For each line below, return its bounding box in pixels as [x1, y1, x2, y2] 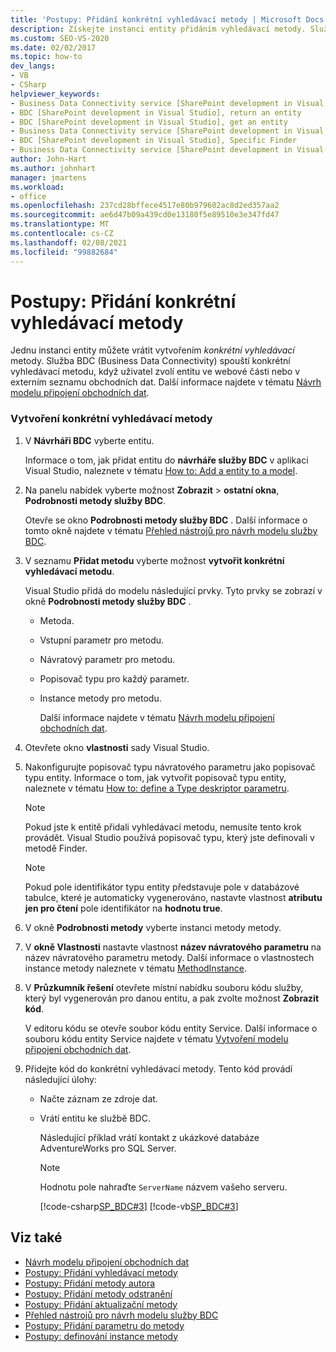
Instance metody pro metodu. [39, 692, 162, 704]
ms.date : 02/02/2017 [10, 42, 97, 53]
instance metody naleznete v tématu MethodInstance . [24, 962, 248, 974]
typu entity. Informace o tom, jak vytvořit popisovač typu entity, [24, 771, 287, 783]
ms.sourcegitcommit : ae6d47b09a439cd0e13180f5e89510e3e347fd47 [10, 210, 280, 220]
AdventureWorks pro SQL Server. [39, 1142, 177, 1154]
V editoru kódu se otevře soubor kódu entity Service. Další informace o [24, 1022, 318, 1034]
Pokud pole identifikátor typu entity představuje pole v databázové [24, 881, 300, 893]
